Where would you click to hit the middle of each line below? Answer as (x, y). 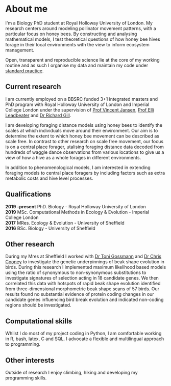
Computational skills (39, 321)
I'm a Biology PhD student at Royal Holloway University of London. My (79, 23)
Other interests (30, 360)
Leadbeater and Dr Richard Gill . (38, 115)
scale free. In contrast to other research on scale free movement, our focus (84, 141)
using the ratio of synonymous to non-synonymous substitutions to (76, 272)
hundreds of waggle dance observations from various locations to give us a (85, 152)
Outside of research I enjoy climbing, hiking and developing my (71, 373)
